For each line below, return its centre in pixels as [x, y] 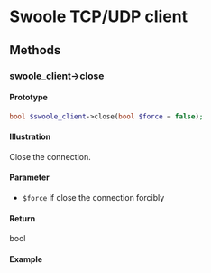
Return [23, 218]
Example [26, 259]
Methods [35, 50]
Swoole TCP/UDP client [99, 17]
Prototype [28, 98]
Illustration [30, 136]
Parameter [29, 177]
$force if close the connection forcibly [93, 197]
